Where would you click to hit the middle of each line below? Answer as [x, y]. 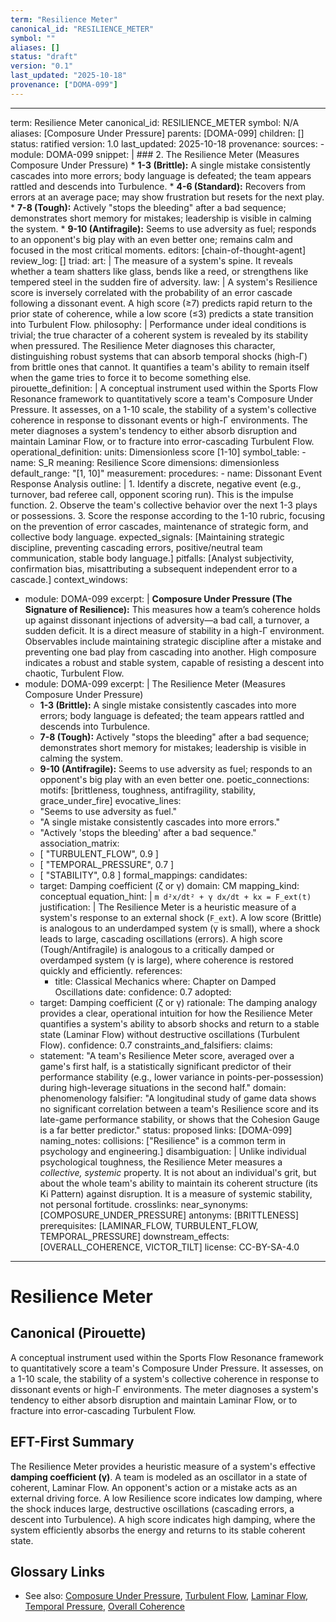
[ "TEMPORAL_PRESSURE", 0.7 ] [107, 864]
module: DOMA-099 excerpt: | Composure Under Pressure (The [158, 598]
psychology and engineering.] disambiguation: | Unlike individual [173, 1151]
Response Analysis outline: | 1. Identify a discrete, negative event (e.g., [156, 483]
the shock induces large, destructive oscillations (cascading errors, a [152, 1508]
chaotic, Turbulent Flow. [74, 673]
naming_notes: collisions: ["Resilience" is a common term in [163, 1140]
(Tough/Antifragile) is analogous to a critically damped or [157, 949]
